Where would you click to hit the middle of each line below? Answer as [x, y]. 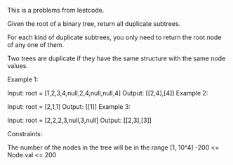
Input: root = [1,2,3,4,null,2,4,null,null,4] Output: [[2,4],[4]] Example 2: [108, 93]
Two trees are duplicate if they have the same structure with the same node [116, 58]
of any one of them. [36, 45]
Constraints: [25, 134]
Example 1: [23, 79]
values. [18, 66]
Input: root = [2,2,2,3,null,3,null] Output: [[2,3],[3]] [80, 120]
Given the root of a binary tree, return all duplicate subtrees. [94, 24]
